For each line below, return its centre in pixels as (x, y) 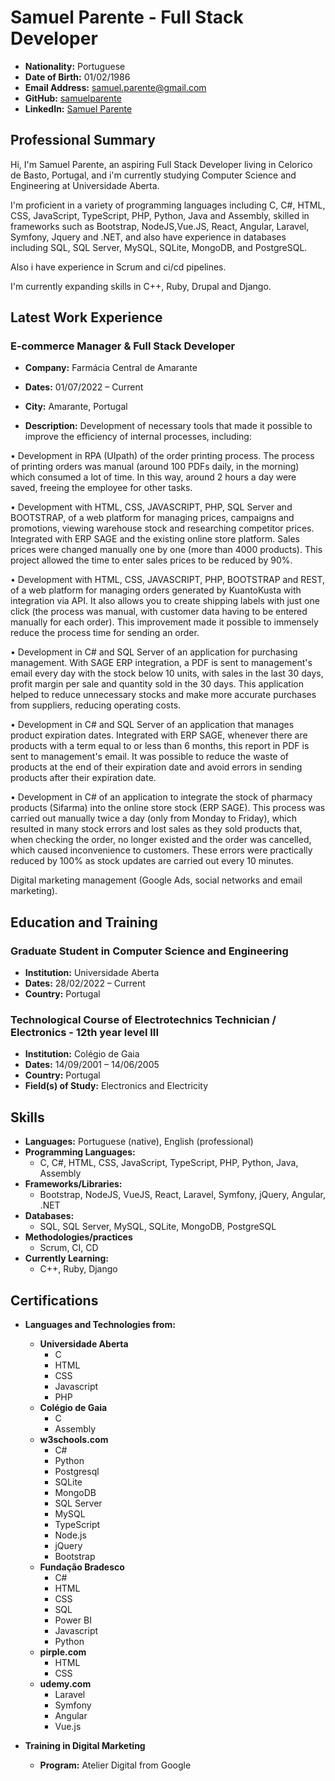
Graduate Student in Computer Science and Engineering (149, 951)
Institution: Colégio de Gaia (82, 1054)
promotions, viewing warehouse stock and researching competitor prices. (162, 528)
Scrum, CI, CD (69, 1248)
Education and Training (84, 922)
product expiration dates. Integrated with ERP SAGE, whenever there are (159, 735)
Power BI (73, 1620)
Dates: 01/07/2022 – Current (84, 387)
